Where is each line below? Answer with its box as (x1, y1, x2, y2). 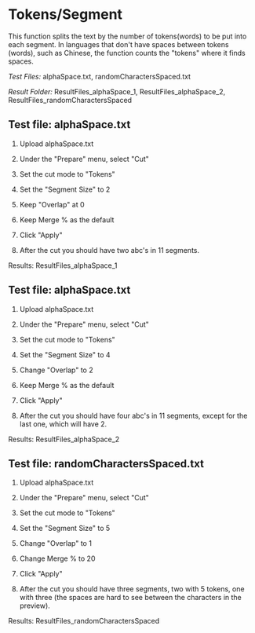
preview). (19, 601, 51, 610)
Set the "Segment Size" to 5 (19, 524, 111, 533)
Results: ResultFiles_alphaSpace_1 (8, 261, 118, 270)
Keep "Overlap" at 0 (19, 199, 85, 209)
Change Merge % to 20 (19, 554, 96, 563)
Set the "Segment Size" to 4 (19, 349, 111, 359)
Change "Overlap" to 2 (19, 365, 93, 375)
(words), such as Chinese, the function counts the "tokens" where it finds (8, 48, 246, 57)
